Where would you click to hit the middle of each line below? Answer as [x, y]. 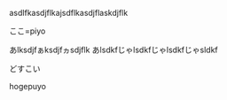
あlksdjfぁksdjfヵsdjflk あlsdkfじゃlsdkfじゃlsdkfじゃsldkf [114, 50]
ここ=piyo [27, 31]
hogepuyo [28, 86]
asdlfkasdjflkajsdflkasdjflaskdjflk [69, 13]
